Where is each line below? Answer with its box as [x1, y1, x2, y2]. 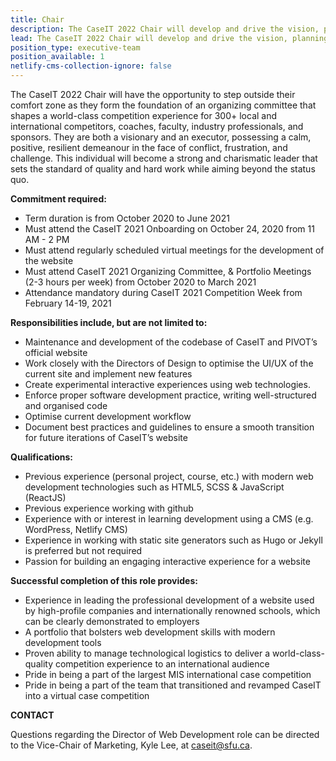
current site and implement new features [24, 368, 193, 380]
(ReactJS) [24, 492, 67, 503]
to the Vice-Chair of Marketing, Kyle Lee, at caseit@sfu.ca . [10, 739, 253, 751]
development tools [24, 637, 102, 648]
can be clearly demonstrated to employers [24, 616, 200, 627]
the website [24, 255, 74, 266]
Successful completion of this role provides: [10, 575, 198, 586]
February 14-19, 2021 [24, 297, 112, 309]
